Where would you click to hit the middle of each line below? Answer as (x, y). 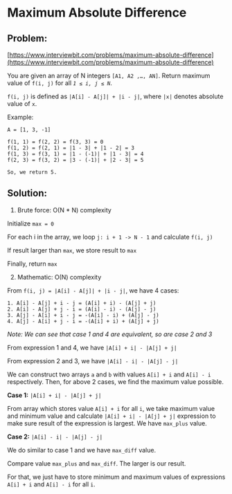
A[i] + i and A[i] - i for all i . (51, 484)
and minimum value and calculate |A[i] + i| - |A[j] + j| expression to (111, 416)
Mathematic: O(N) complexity (59, 277)
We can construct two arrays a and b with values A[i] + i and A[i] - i (109, 374)
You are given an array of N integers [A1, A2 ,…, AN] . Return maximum (109, 75)
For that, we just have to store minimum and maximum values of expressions (116, 477)
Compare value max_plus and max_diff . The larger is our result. (97, 463)
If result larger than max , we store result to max (72, 250)
